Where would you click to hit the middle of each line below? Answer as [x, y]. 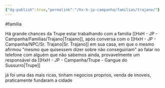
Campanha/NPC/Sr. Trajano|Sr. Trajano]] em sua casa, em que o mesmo [80, 44]
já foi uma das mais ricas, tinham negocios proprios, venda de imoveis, [78, 75]
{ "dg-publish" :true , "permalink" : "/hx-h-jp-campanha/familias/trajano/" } [82, 10]
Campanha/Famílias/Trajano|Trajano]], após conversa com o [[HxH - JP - [81, 39]
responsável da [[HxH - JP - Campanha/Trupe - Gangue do [66, 60]
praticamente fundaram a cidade [39, 80]
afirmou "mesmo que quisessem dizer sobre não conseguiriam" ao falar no [82, 49]
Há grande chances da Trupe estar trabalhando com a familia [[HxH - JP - [81, 33]
